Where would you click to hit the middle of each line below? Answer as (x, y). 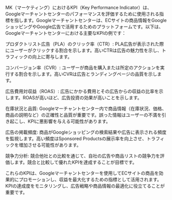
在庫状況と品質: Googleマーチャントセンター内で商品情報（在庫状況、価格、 (86, 108)
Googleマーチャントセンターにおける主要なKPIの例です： (66, 33)
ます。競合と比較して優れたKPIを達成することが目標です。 (76, 162)
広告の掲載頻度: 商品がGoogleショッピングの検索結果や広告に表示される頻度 (86, 132)
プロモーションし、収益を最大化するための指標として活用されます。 (90, 180)
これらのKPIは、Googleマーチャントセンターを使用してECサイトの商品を (82, 173)
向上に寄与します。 (52, 57)
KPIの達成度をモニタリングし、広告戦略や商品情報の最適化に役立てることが (85, 186)
